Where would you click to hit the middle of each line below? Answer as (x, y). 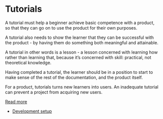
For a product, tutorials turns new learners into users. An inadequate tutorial (82, 87)
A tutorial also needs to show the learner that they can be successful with (80, 37)
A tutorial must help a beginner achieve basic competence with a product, (80, 23)
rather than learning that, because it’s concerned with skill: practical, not (78, 57)
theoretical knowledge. (28, 62)
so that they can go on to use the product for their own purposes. (71, 28)
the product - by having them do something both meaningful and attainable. (82, 42)
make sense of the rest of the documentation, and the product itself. (74, 77)
